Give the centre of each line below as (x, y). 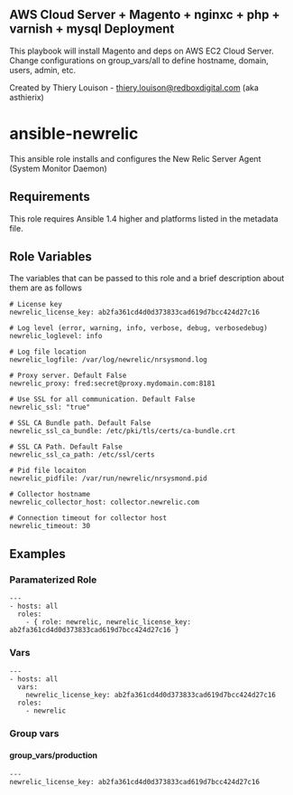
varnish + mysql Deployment (92, 29)
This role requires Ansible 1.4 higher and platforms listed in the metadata (144, 218)
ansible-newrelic (74, 134)
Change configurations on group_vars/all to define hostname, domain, (139, 60)
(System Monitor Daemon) (59, 168)
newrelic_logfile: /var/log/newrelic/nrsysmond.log (108, 360)
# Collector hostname (50, 495)
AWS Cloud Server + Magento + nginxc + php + (145, 15)
